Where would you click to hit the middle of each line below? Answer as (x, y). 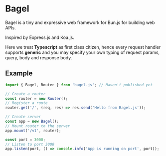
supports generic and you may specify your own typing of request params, (83, 52)
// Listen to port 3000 (30, 144)
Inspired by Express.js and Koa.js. (40, 37)
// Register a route (27, 103)
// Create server (23, 117)
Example (19, 74)
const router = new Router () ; (37, 98)
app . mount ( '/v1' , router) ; (33, 131)
